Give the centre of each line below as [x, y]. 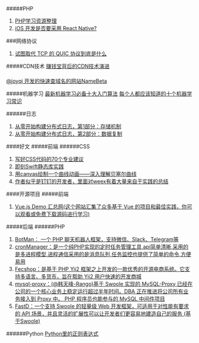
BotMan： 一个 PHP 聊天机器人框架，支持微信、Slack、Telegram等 [97, 239]
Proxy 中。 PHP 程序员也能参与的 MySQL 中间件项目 [101, 298]
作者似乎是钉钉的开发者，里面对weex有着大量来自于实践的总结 [91, 181]
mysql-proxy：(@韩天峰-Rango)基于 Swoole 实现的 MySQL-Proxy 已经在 [104, 284]
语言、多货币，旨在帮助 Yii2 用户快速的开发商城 [83, 276]
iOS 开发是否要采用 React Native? [56, 28]
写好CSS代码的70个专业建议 [49, 159]
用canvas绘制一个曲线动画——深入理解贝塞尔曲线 [75, 174]
